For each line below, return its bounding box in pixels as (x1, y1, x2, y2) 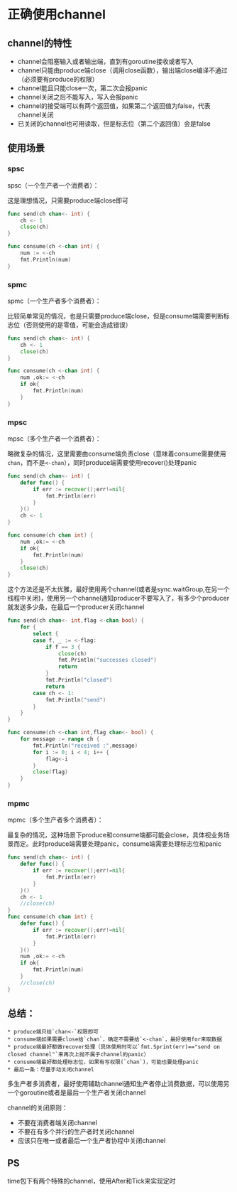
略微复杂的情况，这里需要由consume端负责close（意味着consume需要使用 (7, 449, 226, 458)
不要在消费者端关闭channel (17, 1118, 98, 1127)
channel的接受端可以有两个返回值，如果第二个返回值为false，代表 (17, 102, 211, 110)
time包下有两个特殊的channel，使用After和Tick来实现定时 (7, 1177, 176, 1186)
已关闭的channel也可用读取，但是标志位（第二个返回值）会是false (17, 119, 211, 128)
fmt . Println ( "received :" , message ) (33, 742, 138, 749)
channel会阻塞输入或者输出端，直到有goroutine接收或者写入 (17, 58, 194, 65)
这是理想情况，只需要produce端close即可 (7, 196, 129, 205)
